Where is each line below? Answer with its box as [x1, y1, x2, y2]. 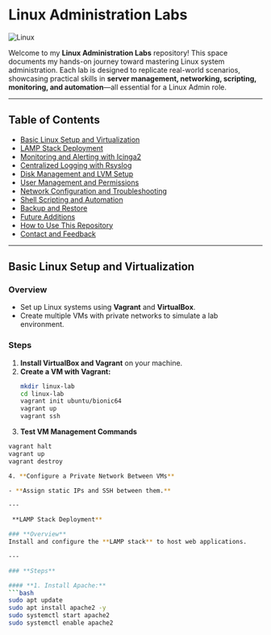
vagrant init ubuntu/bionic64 [19, 397, 123, 405]
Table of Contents [8, 113, 101, 127]
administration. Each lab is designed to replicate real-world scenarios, [8, 65, 240, 74]
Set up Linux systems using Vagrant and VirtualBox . [19, 303, 196, 312]
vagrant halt [8, 442, 52, 451]
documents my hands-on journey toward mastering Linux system [8, 56, 225, 66]
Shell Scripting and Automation [19, 194, 123, 204]
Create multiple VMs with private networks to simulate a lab [19, 311, 219, 320]
